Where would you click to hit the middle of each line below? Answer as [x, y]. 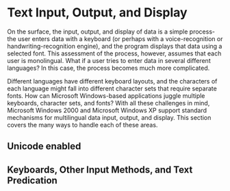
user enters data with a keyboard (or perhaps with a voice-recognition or [120, 38]
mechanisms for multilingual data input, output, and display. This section [109, 117]
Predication [33, 180]
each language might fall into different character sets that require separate [112, 88]
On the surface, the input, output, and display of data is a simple [98, 31]
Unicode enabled [44, 146]
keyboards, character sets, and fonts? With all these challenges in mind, [108, 103]
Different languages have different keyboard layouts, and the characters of [112, 81]
